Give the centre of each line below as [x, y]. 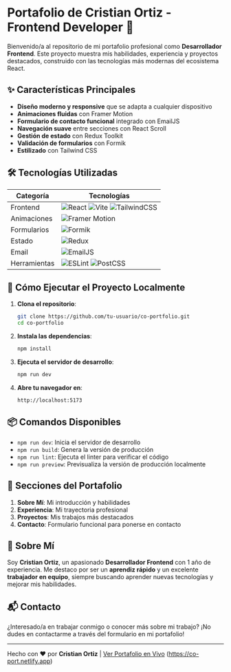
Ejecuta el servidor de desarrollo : [65, 362]
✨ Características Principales [71, 90]
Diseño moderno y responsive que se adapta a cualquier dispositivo [114, 106]
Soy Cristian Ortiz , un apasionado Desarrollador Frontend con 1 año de [109, 563]
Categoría [33, 195]
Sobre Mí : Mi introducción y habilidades [74, 502]
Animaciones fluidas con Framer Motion [75, 113]
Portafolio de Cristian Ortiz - [89, 13]
